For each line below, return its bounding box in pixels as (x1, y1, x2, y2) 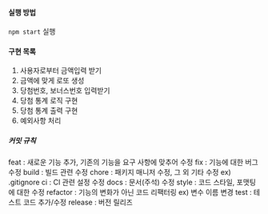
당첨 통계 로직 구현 (19, 96, 78, 106)
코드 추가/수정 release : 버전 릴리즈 (22, 197, 134, 208)
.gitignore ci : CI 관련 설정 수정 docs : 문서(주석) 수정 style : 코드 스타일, (8, 177, 235, 188)
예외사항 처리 (19, 116, 62, 126)
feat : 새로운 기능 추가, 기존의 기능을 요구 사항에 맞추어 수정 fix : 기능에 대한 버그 (8, 157, 258, 168)
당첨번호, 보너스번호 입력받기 (19, 86, 110, 95)
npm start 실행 (8, 26, 56, 36)
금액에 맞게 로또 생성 (19, 76, 85, 86)
